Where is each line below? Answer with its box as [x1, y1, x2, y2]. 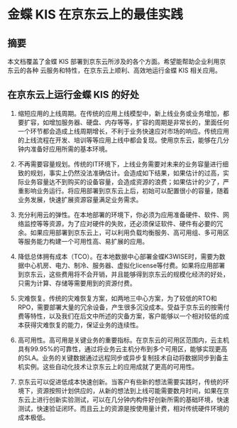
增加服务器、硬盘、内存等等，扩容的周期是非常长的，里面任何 [48, 118, 229, 127]
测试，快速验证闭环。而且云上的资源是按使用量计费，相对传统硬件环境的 [17, 404, 229, 412]
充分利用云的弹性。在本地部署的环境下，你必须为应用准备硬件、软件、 [17, 210, 224, 219]
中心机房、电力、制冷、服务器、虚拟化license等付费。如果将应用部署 [23, 261, 226, 269]
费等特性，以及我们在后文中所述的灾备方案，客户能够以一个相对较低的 [17, 311, 224, 320]
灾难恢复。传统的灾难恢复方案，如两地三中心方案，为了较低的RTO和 [17, 294, 218, 302]
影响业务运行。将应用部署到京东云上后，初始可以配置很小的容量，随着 [23, 186, 229, 195]
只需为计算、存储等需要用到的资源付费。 [17, 279, 136, 287]
